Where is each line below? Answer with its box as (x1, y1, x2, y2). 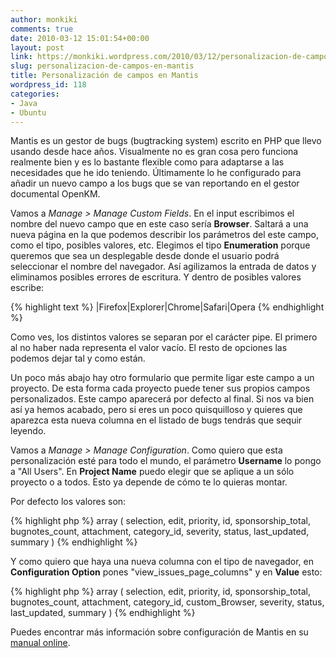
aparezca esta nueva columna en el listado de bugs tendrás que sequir (10, 414, 303, 426)
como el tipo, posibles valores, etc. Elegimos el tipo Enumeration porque (10, 239, 311, 251)
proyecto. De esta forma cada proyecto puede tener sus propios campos (10, 382, 311, 395)
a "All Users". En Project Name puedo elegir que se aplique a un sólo (10, 466, 295, 478)
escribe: (10, 282, 45, 294)
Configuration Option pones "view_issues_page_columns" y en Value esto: (10, 566, 323, 578)
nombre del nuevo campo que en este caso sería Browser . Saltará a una (10, 218, 309, 230)
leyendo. (10, 425, 47, 437)
